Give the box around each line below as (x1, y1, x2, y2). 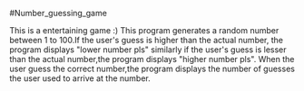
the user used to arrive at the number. (9, 73, 152, 84)
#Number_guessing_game (9, 8, 107, 18)
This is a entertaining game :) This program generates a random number (9, 25, 279, 35)
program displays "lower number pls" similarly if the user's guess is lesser (9, 44, 288, 55)
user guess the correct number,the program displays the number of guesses (9, 63, 295, 74)
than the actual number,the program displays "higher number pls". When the (9, 54, 295, 64)
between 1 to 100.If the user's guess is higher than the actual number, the (9, 35, 284, 45)
